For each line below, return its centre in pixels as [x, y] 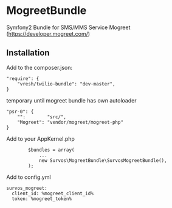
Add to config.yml [29, 177]
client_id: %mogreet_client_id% [53, 193]
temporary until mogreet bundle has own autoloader [71, 100]
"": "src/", [42, 117]
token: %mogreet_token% [42, 199]
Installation [28, 53]
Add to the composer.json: [40, 67]
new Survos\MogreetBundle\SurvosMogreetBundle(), [103, 160]
